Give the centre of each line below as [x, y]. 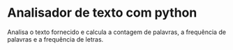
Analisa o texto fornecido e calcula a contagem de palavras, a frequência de [117, 32]
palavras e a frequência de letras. [55, 39]
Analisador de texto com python [102, 13]
